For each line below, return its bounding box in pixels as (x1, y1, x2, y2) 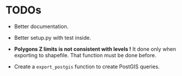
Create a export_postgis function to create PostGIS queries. (14, 63, 160, 70)
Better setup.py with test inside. (14, 34, 91, 41)
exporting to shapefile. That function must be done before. (14, 51, 157, 58)
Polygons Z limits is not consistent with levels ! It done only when (14, 45, 176, 53)
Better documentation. (14, 23, 69, 30)
